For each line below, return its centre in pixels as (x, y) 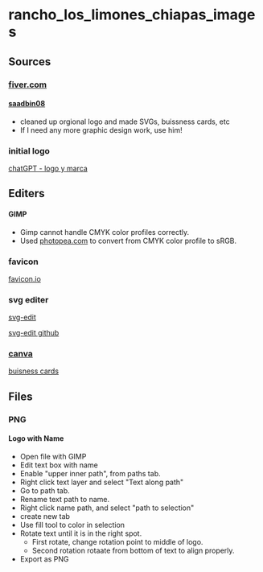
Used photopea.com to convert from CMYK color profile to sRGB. (128, 241)
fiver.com (28, 84)
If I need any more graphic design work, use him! (101, 130)
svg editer (29, 299)
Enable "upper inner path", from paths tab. (90, 473)
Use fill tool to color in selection (72, 525)
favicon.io (25, 278)
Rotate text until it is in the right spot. (81, 533)
